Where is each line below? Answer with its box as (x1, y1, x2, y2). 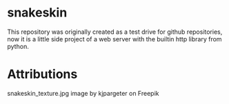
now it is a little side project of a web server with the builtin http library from (7, 34, 222, 43)
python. (7, 42, 29, 50)
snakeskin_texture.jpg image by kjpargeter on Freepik (7, 89, 159, 97)
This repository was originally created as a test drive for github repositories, (7, 28, 223, 36)
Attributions (7, 67, 78, 82)
